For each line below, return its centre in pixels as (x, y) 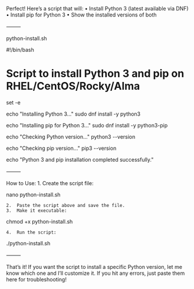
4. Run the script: (32, 232)
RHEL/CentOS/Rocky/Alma (73, 86)
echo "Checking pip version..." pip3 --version (61, 148)
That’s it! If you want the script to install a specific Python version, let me (94, 267)
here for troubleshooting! (36, 279)
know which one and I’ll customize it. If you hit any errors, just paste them (96, 273)
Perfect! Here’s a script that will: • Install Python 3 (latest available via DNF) (97, 9)
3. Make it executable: (37, 211)
